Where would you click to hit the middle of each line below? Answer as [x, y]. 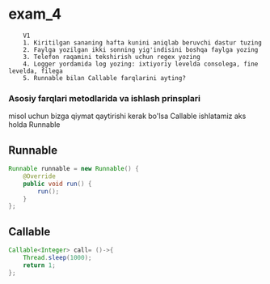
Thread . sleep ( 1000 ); [57, 257]
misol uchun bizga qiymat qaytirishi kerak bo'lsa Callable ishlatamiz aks [127, 116]
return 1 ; [40, 265]
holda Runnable [34, 125]
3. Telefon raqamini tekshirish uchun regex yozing [112, 57]
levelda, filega [36, 71]
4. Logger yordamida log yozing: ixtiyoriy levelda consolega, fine [141, 64]
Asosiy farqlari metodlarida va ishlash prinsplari [104, 98]
